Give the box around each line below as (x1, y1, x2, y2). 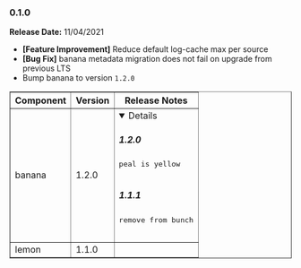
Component (14, 94, 67, 107)
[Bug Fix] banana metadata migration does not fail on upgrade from (21, 54, 273, 65)
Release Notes (125, 94, 188, 107)
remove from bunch (118, 215, 194, 225)
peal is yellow (118, 160, 181, 169)
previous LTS (21, 63, 72, 73)
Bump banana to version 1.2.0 (21, 73, 135, 83)
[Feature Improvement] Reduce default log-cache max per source (21, 44, 269, 55)
